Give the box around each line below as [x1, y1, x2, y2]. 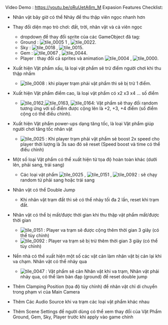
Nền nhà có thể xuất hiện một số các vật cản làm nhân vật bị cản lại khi [12, 253, 162, 259]
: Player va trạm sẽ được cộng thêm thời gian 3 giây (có [44, 227, 159, 233]
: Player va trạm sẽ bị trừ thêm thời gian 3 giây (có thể [45, 238, 158, 244]
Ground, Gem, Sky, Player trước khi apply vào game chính [12, 314, 133, 320]
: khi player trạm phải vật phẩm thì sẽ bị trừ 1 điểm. [45, 81, 151, 86]
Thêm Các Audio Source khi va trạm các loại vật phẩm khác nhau [12, 299, 150, 305]
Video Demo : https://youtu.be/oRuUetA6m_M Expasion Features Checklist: [5, 5, 163, 10]
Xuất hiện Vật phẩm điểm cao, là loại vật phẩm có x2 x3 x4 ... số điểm [12, 90, 159, 96]
